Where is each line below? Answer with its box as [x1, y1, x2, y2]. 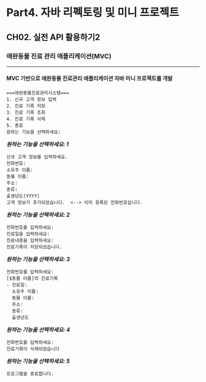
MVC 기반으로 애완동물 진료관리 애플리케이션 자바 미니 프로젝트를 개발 [6, 75, 173, 82]
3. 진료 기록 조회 [6, 110, 46, 116]
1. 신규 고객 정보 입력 [6, 96, 57, 103]
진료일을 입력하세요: [6, 231, 50, 237]
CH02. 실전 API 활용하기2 [6, 32, 101, 42]
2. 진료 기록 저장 [6, 103, 46, 109]
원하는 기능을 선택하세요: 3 [6, 256, 71, 263]
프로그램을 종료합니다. [6, 371, 54, 377]
